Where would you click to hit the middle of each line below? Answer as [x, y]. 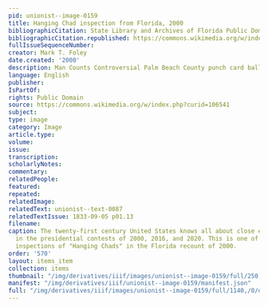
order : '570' [30, 253]
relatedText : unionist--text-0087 [66, 209]
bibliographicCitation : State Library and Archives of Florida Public [128, 30]
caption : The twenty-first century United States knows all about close [132, 231]
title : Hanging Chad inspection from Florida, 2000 [96, 23]
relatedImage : [32, 201]
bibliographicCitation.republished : [69, 38]
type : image [28, 120]
